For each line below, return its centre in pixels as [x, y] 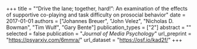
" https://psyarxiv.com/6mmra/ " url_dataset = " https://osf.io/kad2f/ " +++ [94, 40]
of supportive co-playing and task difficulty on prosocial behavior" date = [96, 15]
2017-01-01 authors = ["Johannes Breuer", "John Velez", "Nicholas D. [90, 21]
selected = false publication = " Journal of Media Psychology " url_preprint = [99, 34]
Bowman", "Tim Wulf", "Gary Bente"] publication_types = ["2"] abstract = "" [99, 27]
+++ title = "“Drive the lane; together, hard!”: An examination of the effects [97, 9]
